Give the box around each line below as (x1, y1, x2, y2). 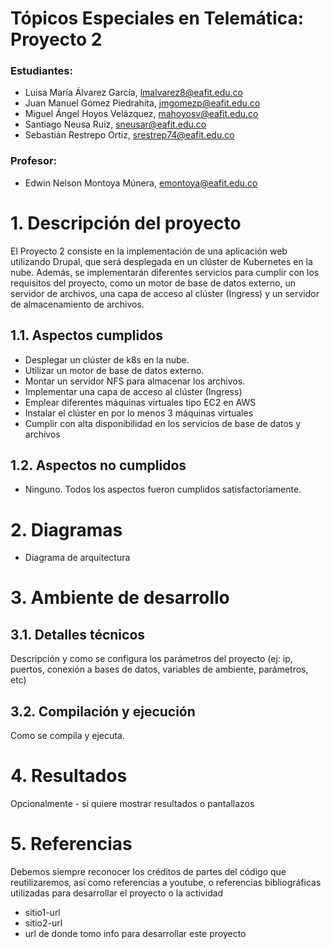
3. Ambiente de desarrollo (10, 587, 230, 609)
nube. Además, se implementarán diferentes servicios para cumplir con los (10, 266, 320, 278)
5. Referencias (10, 833, 133, 856)
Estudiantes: (10, 64, 73, 78)
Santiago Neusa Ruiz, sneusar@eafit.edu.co (24, 118, 207, 131)
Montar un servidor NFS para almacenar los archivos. (24, 375, 246, 387)
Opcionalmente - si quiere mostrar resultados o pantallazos (10, 798, 255, 810)
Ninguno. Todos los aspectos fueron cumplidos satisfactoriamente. (24, 483, 302, 496)
